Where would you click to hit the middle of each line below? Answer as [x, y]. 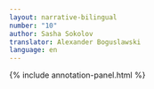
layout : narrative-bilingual [63, 17]
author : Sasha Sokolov [51, 33]
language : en [33, 50]
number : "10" [33, 26]
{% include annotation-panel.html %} [77, 75]
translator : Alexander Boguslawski [75, 42]
